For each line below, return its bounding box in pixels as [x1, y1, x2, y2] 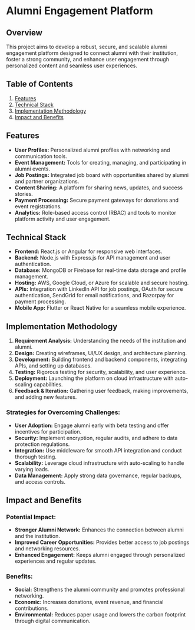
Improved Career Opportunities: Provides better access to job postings [14, 539, 190, 546]
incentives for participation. [14, 428, 81, 435]
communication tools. [14, 152, 68, 160]
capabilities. [33, 381, 63, 388]
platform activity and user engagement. [14, 215, 111, 222]
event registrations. [14, 202, 62, 210]
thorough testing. [14, 453, 57, 460]
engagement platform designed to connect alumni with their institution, [6, 50, 179, 57]
